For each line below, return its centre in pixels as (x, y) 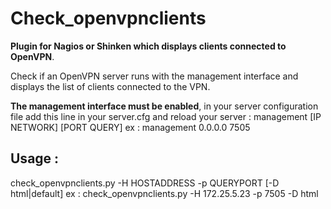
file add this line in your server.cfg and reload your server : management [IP (166, 116)
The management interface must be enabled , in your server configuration (164, 106)
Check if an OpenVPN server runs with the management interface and (154, 76)
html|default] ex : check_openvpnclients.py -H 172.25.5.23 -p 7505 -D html (164, 193)
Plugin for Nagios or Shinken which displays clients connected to (148, 46)
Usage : (35, 158)
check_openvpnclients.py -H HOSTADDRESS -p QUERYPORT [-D (145, 183)
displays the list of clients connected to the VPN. (110, 86)
